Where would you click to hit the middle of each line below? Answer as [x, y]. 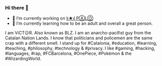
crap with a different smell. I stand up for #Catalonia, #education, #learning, [81, 43]
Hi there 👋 [17, 8]
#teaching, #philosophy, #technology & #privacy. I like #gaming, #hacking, [80, 49]
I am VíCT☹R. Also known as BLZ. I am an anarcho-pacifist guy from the [78, 33]
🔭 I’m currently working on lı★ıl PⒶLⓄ [53, 18]
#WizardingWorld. [23, 59]
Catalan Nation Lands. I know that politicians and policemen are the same [79, 38]
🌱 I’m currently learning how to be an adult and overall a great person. [82, 23]
